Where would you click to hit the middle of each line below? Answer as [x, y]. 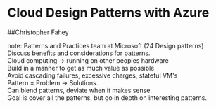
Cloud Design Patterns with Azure [108, 13]
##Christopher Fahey [38, 32]
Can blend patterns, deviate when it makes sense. [80, 90]
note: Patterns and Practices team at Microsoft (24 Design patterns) [106, 45]
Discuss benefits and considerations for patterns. [79, 53]
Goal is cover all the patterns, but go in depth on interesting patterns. [107, 97]
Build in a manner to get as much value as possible [81, 68]
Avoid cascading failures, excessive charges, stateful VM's [93, 75]
